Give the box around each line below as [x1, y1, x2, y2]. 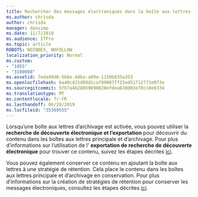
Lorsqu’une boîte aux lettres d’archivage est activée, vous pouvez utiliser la [6, 123, 189, 130]
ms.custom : [6, 58, 33, 64]
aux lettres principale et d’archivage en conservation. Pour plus [6, 172, 160, 179]
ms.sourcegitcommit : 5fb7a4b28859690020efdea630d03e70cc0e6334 [6, 85, 165, 91]
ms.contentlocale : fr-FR [6, 96, 67, 102]
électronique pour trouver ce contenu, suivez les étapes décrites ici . [6, 148, 173, 155]
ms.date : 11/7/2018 [6, 31, 54, 36]
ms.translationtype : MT [6, 91, 65, 96]
